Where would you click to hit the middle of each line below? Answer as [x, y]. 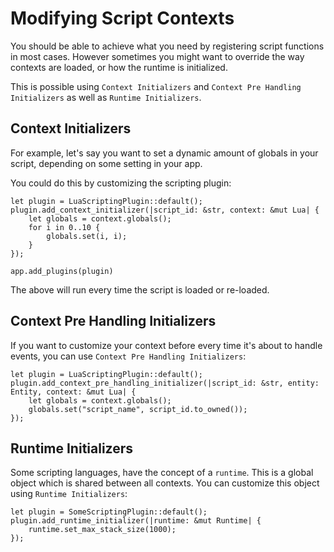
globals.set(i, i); [87, 236]
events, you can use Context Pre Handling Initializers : [128, 356]
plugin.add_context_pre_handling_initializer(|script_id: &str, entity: [165, 383]
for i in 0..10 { [64, 227]
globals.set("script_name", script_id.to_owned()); [138, 409]
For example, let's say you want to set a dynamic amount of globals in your [164, 153]
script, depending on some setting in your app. [106, 163]
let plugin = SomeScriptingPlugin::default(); [109, 512]
